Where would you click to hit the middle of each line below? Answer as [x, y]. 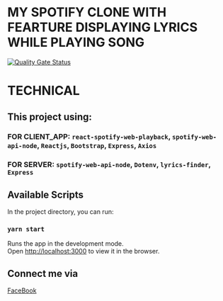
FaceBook [22, 290]
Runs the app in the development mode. [65, 244]
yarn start [26, 229]
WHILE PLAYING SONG [76, 42]
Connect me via [43, 273]
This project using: [50, 117]
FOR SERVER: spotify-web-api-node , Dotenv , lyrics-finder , [109, 165]
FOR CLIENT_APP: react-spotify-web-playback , [89, 137]
